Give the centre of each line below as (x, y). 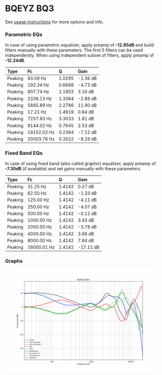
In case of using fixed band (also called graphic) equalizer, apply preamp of (81, 163)
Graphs (14, 261)
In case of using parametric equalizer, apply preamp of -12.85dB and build (80, 45)
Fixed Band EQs (24, 153)
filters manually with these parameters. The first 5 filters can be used (74, 50)
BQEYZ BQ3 (30, 8)
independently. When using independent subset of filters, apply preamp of (80, 55)
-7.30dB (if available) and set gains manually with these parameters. (73, 169)
